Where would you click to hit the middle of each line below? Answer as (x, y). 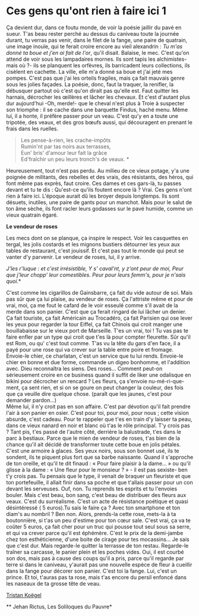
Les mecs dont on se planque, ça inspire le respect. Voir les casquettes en (97, 238)
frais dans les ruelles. (32, 129)
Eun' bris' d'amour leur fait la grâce (64, 152)
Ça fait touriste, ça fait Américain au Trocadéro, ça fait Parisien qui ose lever (99, 318)
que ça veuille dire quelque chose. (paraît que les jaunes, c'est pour (89, 393)
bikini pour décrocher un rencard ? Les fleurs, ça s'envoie (77, 381)
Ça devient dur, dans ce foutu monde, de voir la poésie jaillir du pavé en (94, 27)
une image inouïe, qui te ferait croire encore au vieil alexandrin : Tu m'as (94, 46)
